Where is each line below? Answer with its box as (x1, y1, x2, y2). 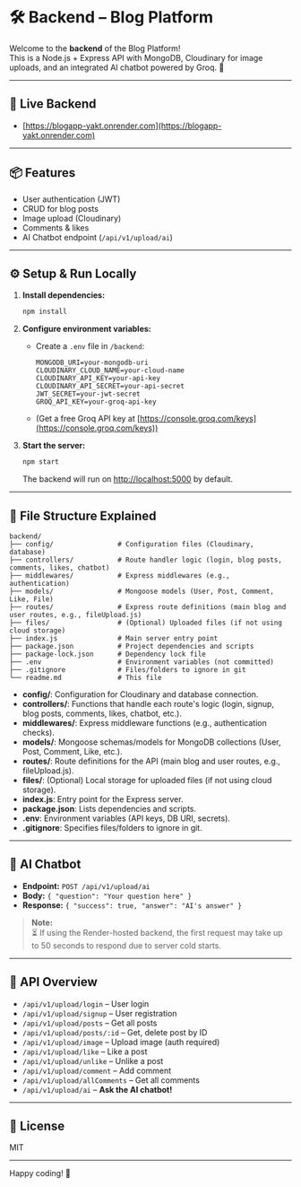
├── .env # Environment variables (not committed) (9, 657, 275, 667)
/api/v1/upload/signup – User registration (21, 1008, 177, 1018)
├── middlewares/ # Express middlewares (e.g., (9, 571, 230, 580)
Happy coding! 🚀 (9, 1168, 72, 1179)
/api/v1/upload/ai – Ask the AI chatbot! (21, 1084, 173, 1095)
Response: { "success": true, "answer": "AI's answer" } (21, 899, 242, 911)
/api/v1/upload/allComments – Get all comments (21, 1074, 200, 1086)
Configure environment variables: (21, 324, 151, 335)
